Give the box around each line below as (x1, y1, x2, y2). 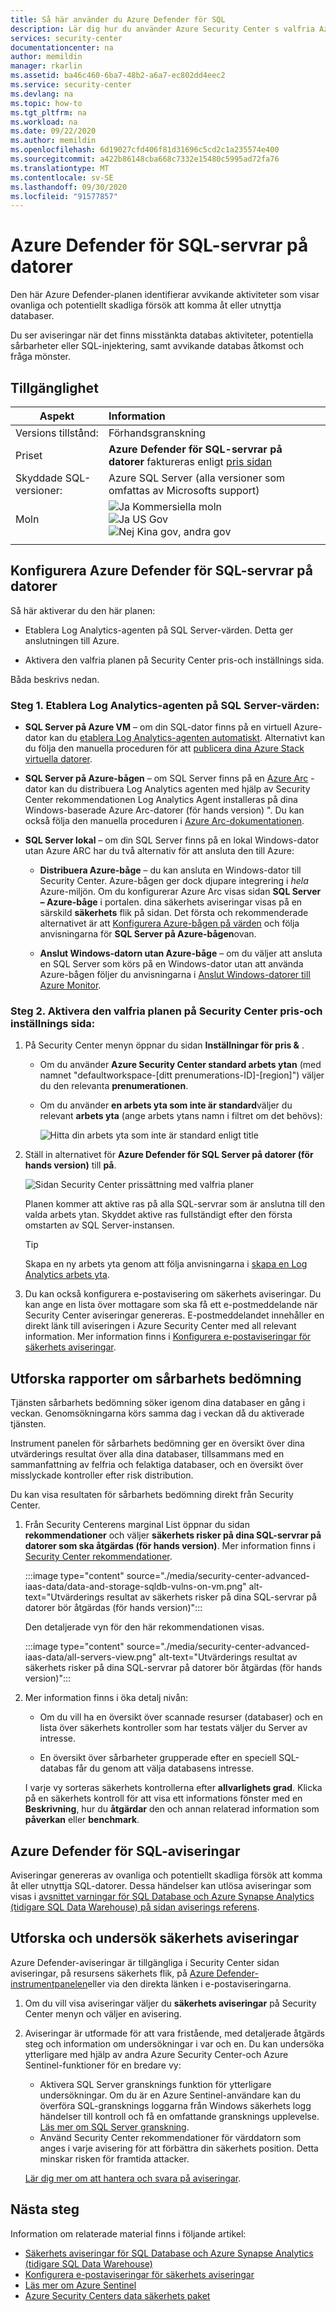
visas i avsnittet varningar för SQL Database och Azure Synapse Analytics (10, 1891, 315, 1903)
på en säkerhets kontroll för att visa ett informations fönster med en (24, 1792, 303, 1805)
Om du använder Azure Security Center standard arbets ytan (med (39, 1059, 322, 1071)
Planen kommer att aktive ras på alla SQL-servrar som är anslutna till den (24, 1198, 326, 1210)
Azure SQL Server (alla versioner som (108, 471, 286, 485)
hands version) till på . (24, 1159, 117, 1171)
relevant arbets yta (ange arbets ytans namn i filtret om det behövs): (39, 1110, 323, 1122)
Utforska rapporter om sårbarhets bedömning (10, 1370, 302, 1387)
